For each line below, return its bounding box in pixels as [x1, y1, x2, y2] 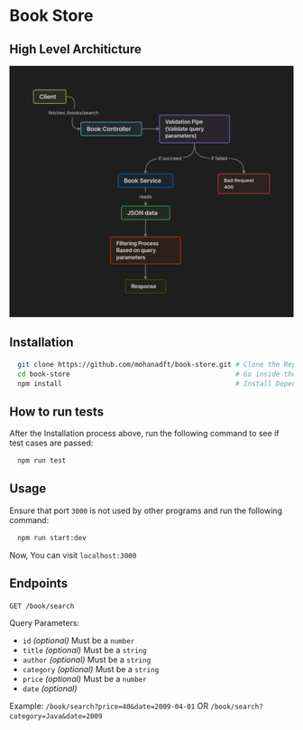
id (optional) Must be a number [22, 634, 135, 646]
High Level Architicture [9, 42, 142, 57]
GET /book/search [9, 602, 75, 611]
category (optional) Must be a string [22, 663, 160, 674]
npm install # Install [17, 379, 272, 388]
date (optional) [22, 683, 78, 694]
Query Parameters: [9, 617, 80, 628]
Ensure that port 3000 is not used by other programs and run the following [9, 505, 282, 516]
